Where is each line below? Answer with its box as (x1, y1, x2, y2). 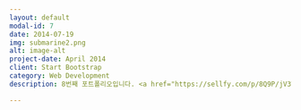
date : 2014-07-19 (9, 30, 74, 38)
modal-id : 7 (9, 21, 54, 30)
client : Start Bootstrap (9, 63, 102, 72)
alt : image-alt (9, 47, 66, 55)
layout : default (9, 13, 70, 22)
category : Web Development (9, 72, 110, 80)
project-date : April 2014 (9, 55, 106, 63)
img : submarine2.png (9, 38, 87, 47)
